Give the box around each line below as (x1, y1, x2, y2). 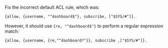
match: (5, 28, 19, 34)
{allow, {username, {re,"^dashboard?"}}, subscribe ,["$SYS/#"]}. (5, 38, 147, 43)
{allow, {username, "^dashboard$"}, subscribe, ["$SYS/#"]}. (5, 14, 136, 19)
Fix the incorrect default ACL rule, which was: (5, 5, 99, 10)
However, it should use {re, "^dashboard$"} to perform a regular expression (5, 23, 163, 29)
